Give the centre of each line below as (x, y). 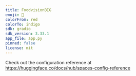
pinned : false (21, 43)
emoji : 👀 (15, 15)
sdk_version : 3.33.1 (27, 34)
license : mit (19, 48)
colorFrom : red (22, 19)
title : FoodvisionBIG (28, 10)
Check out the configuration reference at (48, 62)
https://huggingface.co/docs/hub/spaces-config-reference (68, 68)
